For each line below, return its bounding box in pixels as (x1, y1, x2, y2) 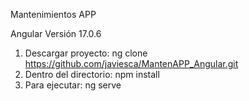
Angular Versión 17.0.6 (10, 28, 102, 39)
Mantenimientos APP (10, 9, 97, 20)
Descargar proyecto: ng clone (24, 47, 148, 59)
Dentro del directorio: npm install (24, 69, 160, 80)
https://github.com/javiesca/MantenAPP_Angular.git (24, 58, 239, 69)
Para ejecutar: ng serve (24, 79, 122, 91)
